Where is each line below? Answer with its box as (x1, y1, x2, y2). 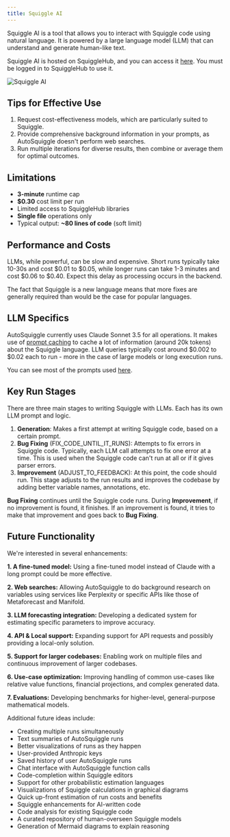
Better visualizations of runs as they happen (16, 742, 142, 750)
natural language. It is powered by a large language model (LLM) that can (7, 36, 214, 45)
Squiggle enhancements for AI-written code (16, 800, 142, 808)
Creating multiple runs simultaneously (16, 727, 125, 735)
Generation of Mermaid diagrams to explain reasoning (16, 822, 170, 830)
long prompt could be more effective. (7, 569, 112, 577)
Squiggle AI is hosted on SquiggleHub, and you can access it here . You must (7, 56, 223, 65)
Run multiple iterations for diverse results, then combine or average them (16, 145, 224, 153)
